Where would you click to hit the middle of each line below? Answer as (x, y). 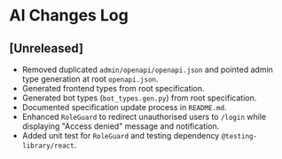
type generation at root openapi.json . (90, 79)
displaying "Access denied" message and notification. (121, 126)
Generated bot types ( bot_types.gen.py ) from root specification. (139, 98)
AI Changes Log (69, 16)
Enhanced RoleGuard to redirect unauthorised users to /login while (144, 117)
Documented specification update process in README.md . (124, 107)
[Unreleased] (47, 48)
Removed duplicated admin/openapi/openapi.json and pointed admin (147, 69)
